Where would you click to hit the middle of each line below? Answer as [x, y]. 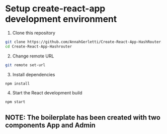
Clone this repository [34, 33]
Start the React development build [47, 93]
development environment [61, 19]
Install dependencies [34, 74]
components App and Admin [50, 125]
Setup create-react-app [55, 9]
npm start [15, 102]
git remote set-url [25, 65]
